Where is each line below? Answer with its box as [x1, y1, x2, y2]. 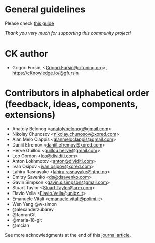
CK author [5, 48, 48, 59]
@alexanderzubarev [12, 206, 54, 212]
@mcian [12, 222, 30, 228]
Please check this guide [5, 20, 54, 26]
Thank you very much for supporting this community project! [5, 30, 131, 36]
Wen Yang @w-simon [12, 201, 57, 207]
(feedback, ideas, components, [5, 99, 138, 110]
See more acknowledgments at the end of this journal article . [5, 232, 131, 238]
